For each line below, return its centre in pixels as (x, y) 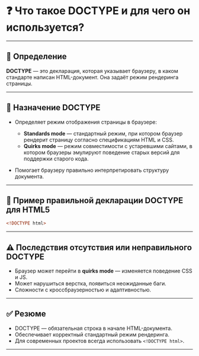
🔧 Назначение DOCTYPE (53, 108)
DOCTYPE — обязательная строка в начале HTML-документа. (94, 328)
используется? (45, 28)
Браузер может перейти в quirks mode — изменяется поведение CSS (103, 271)
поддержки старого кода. (56, 158)
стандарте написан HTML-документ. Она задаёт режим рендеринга (92, 77)
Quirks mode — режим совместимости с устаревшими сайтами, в (108, 146)
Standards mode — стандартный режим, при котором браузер (103, 133)
